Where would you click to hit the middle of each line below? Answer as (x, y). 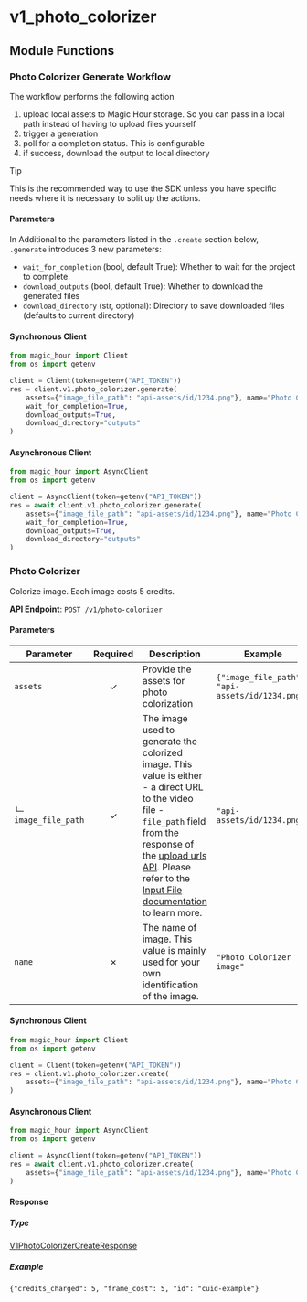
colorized (162, 752)
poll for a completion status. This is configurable (114, 143)
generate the (170, 741)
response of (168, 844)
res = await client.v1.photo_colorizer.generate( (106, 505)
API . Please (167, 867)
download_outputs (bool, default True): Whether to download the (143, 286)
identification (170, 985)
